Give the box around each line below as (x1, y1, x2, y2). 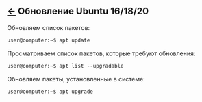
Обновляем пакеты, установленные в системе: (7, 75, 145, 83)
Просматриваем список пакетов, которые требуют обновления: (7, 49, 196, 58)
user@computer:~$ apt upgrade (7, 88, 94, 95)
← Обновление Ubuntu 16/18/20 (7, 5, 149, 17)
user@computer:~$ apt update (7, 37, 90, 44)
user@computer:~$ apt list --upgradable (7, 62, 125, 69)
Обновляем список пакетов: (7, 23, 90, 31)
